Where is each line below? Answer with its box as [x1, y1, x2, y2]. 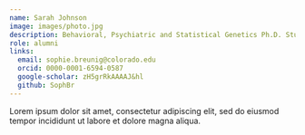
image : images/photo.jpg [9, 22, 103, 31]
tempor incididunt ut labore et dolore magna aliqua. [9, 115, 202, 126]
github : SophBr [17, 81, 75, 90]
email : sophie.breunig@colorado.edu [17, 55, 156, 64]
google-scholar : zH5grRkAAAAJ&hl [17, 72, 144, 82]
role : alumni [9, 38, 59, 48]
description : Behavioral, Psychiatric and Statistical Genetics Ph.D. [9, 30, 282, 39]
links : [9, 47, 34, 56]
